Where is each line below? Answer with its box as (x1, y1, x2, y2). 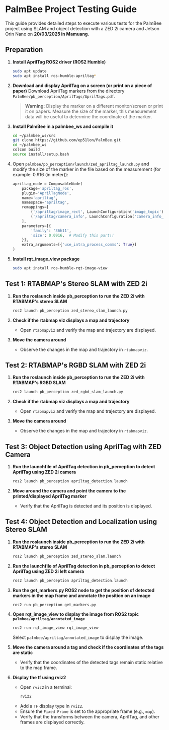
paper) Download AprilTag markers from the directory (12, 88, 125, 94)
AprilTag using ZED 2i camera (12, 469, 76, 475)
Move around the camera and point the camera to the (12, 487, 126, 494)
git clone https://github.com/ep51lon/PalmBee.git (12, 137, 121, 143)
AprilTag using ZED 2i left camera (12, 568, 84, 574)
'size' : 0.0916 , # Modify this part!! (31, 233, 114, 238)
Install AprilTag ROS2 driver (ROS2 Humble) (12, 59, 106, 65)
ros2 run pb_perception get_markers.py (12, 602, 97, 607)
